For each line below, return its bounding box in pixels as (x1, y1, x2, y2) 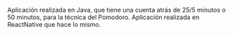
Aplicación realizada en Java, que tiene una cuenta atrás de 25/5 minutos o (7, 6, 227, 14)
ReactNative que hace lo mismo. (7, 21, 101, 28)
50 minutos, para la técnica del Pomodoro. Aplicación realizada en (7, 13, 200, 21)
